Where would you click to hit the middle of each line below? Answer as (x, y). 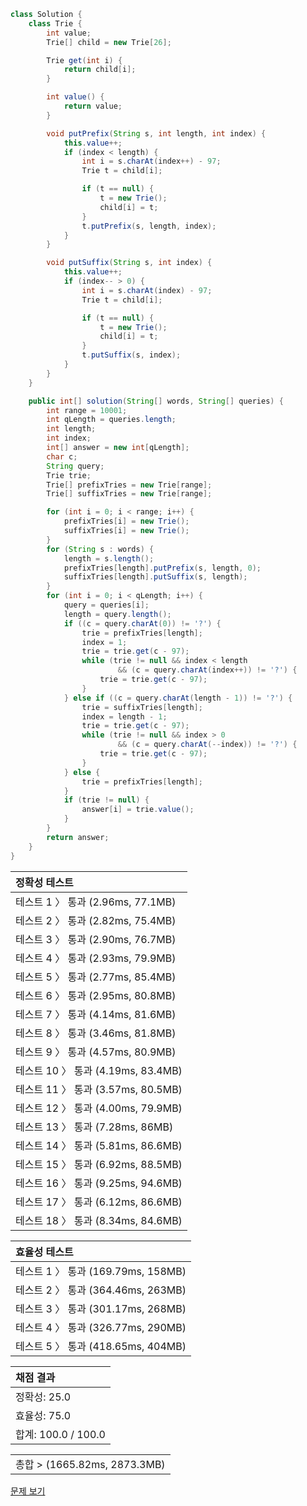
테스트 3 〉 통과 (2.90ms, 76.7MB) (96, 939)
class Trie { (55, 23)
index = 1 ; (104, 642)
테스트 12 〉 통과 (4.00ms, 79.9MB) (99, 1108)
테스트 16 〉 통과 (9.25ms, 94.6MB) (99, 1183)
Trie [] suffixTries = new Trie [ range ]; (129, 494)
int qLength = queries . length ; (111, 420)
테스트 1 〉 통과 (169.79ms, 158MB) (101, 1271)
